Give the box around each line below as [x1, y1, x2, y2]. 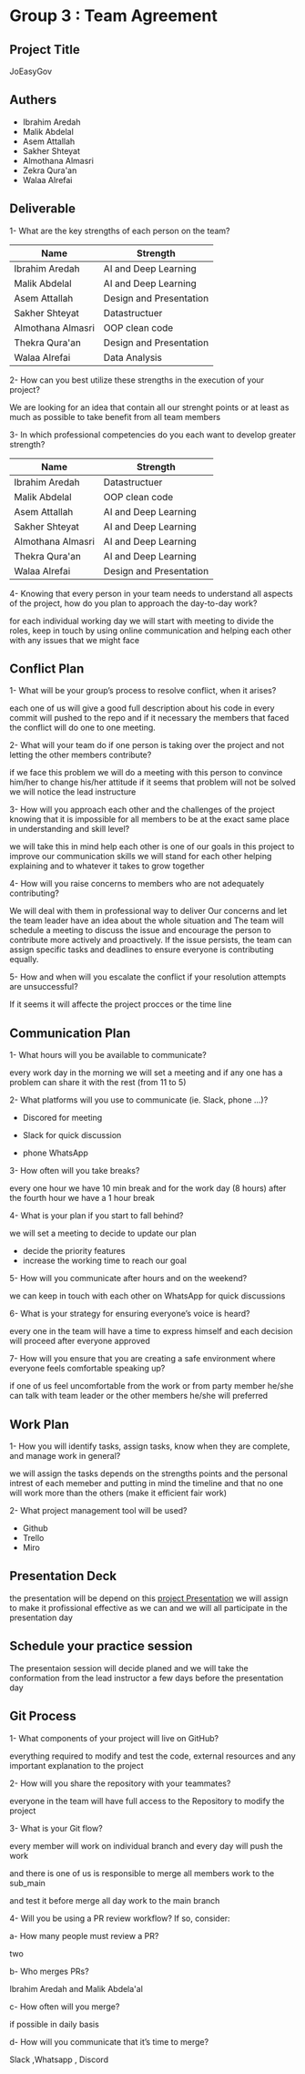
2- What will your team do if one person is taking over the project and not [9, 740, 285, 751]
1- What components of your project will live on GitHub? [9, 1732, 219, 1743]
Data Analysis [103, 351, 162, 364]
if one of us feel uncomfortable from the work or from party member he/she [9, 1381, 294, 1391]
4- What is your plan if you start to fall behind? [9, 1210, 184, 1221]
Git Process [9, 1709, 77, 1724]
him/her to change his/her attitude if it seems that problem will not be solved [9, 776, 296, 788]
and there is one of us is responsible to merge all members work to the [9, 1867, 275, 1878]
